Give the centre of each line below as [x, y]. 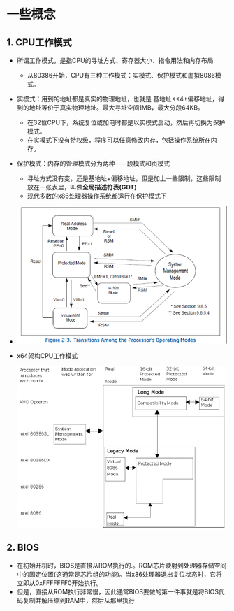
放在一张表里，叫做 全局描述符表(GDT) [82, 187]
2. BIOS [23, 548]
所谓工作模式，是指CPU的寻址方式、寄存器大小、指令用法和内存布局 [115, 60]
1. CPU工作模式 [39, 42]
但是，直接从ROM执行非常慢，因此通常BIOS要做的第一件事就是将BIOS [118, 591]
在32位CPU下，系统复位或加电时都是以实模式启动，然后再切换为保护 [126, 122]
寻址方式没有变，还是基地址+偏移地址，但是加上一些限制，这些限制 [124, 178]
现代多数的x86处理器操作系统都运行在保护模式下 [97, 196]
